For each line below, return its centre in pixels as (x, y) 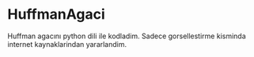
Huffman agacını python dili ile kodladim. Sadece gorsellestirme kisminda (127, 36)
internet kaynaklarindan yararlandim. (67, 44)
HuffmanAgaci (56, 14)
